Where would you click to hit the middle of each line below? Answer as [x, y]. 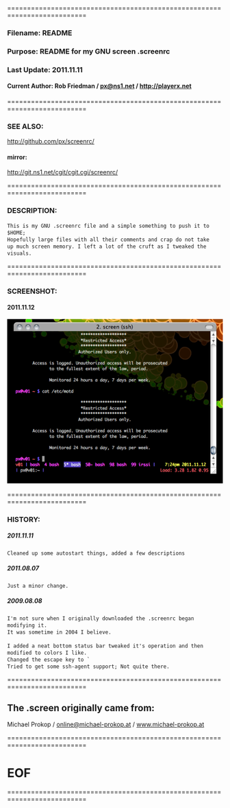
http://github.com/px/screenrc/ [51, 141]
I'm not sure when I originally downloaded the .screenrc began [101, 619]
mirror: [17, 157]
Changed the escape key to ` [49, 660]
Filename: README [40, 33]
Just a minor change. [38, 586]
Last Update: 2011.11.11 [45, 69]
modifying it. [27, 625]
